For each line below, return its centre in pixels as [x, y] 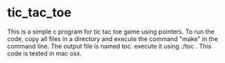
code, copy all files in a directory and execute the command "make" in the [112, 38]
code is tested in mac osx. [45, 53]
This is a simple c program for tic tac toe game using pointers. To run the [111, 32]
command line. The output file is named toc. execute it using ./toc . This [109, 46]
